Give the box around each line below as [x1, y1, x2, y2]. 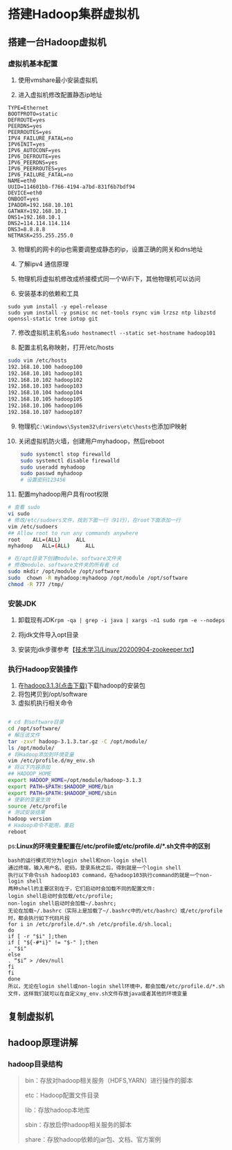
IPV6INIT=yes [8, 140, 46, 148]
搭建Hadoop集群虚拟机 [8, 6, 139, 22]
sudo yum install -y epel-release [8, 303, 108, 310]
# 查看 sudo [8, 504, 40, 511]
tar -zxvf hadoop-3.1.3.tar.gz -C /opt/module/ [8, 737, 148, 745]
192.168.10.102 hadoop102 [8, 376, 82, 383]
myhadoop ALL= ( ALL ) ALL [8, 542, 96, 549]
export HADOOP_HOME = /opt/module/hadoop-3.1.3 [8, 777, 141, 784]
